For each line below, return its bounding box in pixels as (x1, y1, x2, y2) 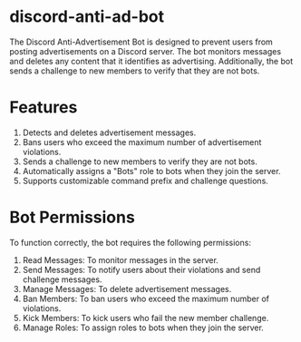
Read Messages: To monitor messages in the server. (22, 254, 219, 265)
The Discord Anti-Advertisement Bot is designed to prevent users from (9, 36, 274, 47)
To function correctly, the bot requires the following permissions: (9, 237, 252, 248)
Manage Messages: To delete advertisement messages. (22, 283, 232, 294)
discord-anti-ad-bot (9, 6, 165, 27)
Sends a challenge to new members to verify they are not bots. (22, 156, 258, 167)
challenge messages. (22, 274, 102, 285)
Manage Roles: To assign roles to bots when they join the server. (22, 322, 265, 333)
